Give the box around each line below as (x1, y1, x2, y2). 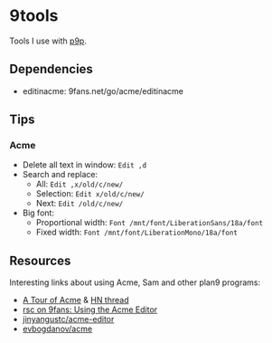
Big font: (22, 207, 54, 218)
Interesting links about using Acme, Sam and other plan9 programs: (9, 277, 261, 288)
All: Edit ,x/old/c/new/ (35, 178, 124, 190)
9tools (9, 5, 59, 26)
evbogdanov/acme (22, 323, 93, 335)
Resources (9, 252, 71, 268)
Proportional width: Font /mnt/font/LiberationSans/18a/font (35, 217, 264, 228)
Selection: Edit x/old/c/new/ (35, 188, 145, 199)
